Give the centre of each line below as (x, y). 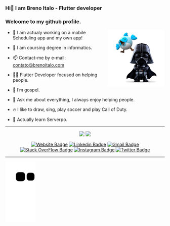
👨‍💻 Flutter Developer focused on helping (55, 75)
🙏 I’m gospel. (26, 90)
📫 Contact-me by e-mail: (39, 58)
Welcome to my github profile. (43, 21)
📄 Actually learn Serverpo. (40, 120)
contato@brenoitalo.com (38, 65)
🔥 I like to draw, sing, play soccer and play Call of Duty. (70, 109)
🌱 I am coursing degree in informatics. (52, 48)
